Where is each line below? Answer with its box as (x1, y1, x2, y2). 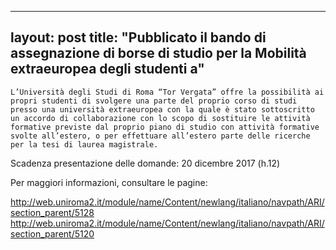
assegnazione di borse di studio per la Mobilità (10, 45, 307, 62)
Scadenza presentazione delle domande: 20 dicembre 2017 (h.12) (10, 157, 281, 169)
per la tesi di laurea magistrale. (10, 139, 159, 150)
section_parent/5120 (10, 227, 95, 240)
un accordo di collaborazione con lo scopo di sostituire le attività (10, 113, 311, 123)
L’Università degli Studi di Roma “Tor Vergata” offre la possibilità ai (10, 87, 325, 97)
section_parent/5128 (10, 206, 95, 218)
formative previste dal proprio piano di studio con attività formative (10, 122, 320, 132)
